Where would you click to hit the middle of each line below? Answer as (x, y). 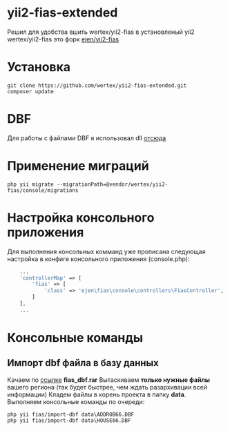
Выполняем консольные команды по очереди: (76, 401)
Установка (39, 67)
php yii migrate (30, 184)
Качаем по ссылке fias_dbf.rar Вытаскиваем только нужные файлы (109, 380)
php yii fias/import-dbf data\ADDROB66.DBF (71, 414)
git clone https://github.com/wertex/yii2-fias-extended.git (97, 85)
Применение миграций (78, 166)
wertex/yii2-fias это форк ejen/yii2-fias (63, 39)
